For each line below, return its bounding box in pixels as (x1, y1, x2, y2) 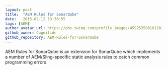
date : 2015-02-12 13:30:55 (5, 16, 66, 21)
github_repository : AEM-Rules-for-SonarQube (5, 35, 99, 40)
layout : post (5, 7, 32, 12)
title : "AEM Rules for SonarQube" (5, 12, 79, 17)
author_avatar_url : (5, 26, 46, 31)
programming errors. (5, 59, 48, 65)
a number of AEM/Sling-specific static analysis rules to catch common (5, 54, 150, 60)
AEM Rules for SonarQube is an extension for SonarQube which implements (5, 48, 161, 55)
